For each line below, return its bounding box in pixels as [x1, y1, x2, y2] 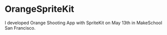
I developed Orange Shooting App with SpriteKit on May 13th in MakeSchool [5, 20, 162, 26]
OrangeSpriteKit [5, 3, 74, 15]
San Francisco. [5, 25, 36, 31]
